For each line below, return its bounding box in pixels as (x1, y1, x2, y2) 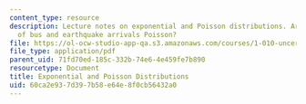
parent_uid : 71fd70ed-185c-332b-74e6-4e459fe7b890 (9, 55, 206, 64)
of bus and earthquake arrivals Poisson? (17, 30, 178, 39)
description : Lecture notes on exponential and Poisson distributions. (9, 22, 287, 31)
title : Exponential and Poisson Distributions (9, 72, 189, 81)
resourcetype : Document (9, 64, 100, 73)
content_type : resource (9, 13, 100, 23)
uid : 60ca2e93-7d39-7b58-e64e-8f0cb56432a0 (9, 80, 178, 90)
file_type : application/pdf (9, 47, 117, 56)
